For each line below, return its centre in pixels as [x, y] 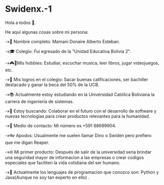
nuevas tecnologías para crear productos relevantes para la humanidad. [78, 116]
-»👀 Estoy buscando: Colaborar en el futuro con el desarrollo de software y [81, 111]
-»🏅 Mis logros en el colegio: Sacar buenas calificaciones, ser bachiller [77, 79]
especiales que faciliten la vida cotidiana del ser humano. [63, 162]
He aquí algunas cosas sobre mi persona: [47, 32]
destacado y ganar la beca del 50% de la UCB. [52, 85]
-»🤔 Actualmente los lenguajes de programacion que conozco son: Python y [82, 172]
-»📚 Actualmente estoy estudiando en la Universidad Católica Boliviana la [80, 94]
